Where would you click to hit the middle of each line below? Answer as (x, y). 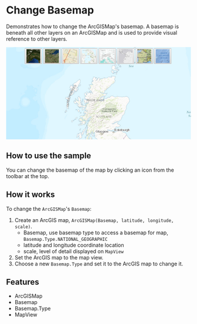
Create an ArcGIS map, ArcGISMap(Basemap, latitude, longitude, (94, 220)
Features (23, 282)
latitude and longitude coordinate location (74, 245)
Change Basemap (50, 10)
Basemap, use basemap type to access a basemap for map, (96, 233)
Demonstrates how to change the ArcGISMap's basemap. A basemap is (93, 26)
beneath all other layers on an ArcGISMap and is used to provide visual (92, 32)
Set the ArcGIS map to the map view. (59, 257)
